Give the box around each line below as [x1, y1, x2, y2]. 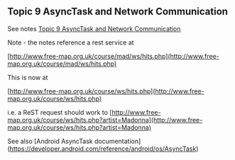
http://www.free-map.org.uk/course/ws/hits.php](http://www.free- [9, 86, 204, 95]
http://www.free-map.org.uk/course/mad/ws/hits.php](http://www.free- [9, 52, 220, 60]
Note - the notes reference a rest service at [7, 38, 134, 47]
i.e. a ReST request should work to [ [7, 108, 112, 116]
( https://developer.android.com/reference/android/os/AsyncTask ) [7, 144, 199, 153]
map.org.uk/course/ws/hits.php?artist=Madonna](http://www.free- [7, 115, 203, 124]
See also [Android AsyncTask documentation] [7, 137, 141, 145]
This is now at [7, 73, 48, 81]
